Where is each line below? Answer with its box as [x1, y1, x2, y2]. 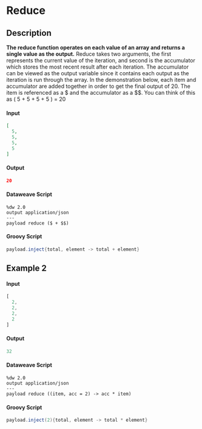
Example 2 [6, 263, 47, 274]
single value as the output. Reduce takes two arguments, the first [6, 50, 172, 58]
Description [6, 28, 52, 38]
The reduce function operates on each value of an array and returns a [6, 44, 185, 51]
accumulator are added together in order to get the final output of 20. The [6, 83, 191, 90]
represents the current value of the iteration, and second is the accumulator [6, 57, 195, 64]
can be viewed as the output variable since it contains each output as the [6, 70, 189, 76]
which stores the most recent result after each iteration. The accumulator [6, 63, 189, 70]
